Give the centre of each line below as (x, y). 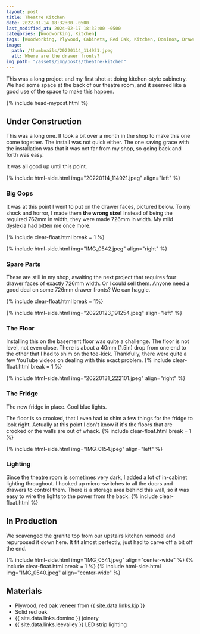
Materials (24, 591)
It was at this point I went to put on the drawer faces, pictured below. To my (99, 206)
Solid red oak (31, 612)
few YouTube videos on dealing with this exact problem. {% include (89, 360)
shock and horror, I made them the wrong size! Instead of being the (89, 213)
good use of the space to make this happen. (60, 91)
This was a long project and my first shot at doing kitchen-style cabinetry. (97, 79)
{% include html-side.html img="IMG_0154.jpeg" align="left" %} (85, 449)
